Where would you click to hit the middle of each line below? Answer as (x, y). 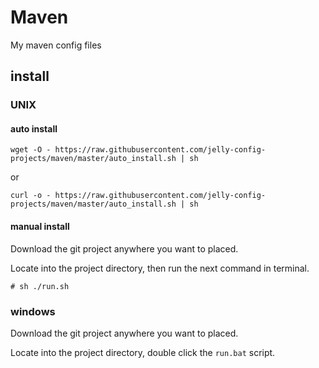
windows (33, 311)
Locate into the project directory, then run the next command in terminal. (160, 268)
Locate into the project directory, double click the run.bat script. (143, 352)
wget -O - (31, 150)
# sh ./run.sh (40, 286)
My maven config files (56, 45)
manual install (40, 227)
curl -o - (31, 196)
